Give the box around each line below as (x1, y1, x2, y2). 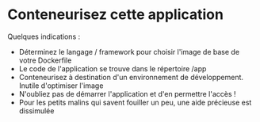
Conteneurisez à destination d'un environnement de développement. (18, 72, 243, 82)
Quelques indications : (7, 32, 81, 41)
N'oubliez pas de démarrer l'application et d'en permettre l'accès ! (18, 89, 236, 98)
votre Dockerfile (18, 55, 72, 65)
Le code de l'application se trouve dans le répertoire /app (18, 63, 207, 73)
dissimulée (18, 105, 55, 116)
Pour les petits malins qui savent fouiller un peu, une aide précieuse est (18, 97, 252, 107)
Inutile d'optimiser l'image (18, 81, 104, 90)
